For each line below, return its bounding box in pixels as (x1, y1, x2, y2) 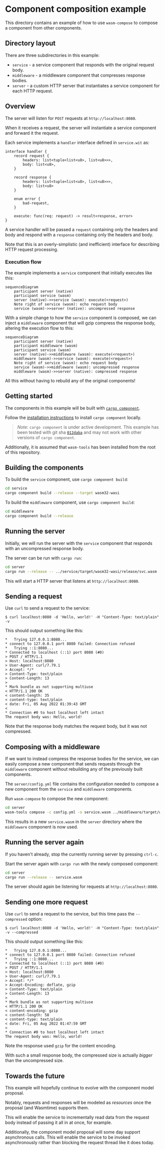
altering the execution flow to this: (5, 325, 74, 331)
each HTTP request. (12, 88, 53, 94)
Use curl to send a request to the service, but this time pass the (5, 911, 135, 917)
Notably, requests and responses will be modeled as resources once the (5, 1100, 151, 1106)
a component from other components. (5, 25, 82, 30)
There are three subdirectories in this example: (5, 52, 100, 58)
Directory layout (5, 39, 56, 48)
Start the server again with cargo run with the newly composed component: (5, 860, 159, 866)
